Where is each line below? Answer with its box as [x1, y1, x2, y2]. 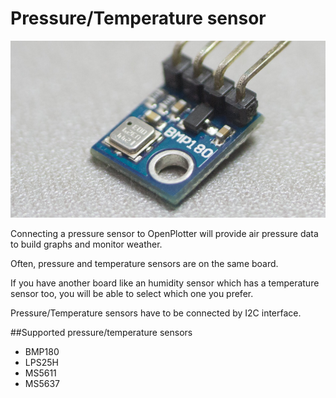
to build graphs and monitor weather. [10, 238, 163, 251]
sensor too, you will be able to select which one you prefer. [10, 288, 254, 300]
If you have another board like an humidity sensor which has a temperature [10, 277, 320, 289]
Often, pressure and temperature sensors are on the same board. [10, 258, 279, 270]
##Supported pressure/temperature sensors [10, 327, 193, 339]
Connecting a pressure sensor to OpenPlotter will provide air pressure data [10, 228, 319, 240]
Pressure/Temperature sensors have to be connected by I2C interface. [10, 307, 302, 319]
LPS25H [24, 357, 59, 369]
